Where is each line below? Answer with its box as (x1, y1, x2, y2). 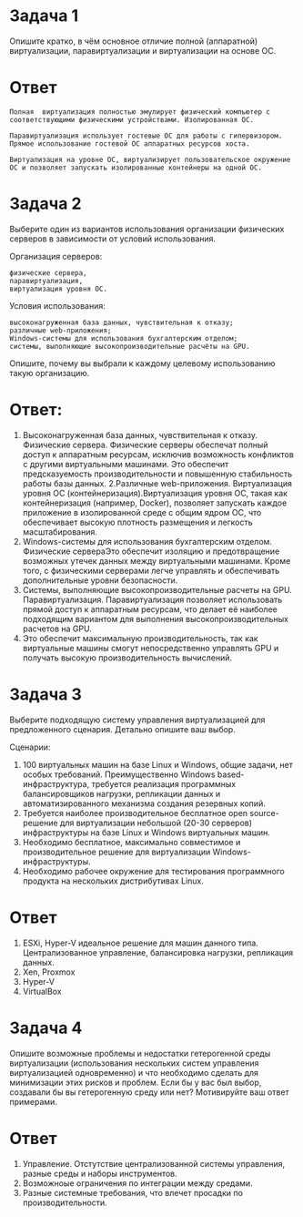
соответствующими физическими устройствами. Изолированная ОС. (9, 115, 255, 124)
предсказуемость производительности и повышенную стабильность (22, 468, 293, 479)
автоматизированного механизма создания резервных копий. (22, 798, 266, 809)
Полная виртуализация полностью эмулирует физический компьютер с (9, 107, 271, 117)
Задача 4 (9, 1018, 83, 1038)
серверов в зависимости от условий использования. (9, 233, 217, 244)
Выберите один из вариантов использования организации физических (9, 223, 285, 234)
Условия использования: (9, 300, 106, 311)
